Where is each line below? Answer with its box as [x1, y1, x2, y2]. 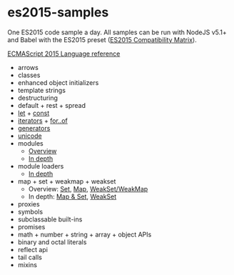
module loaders [17, 161, 64, 170]
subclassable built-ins [17, 215, 83, 224]
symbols [17, 207, 44, 216]
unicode [17, 131, 42, 140]
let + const [17, 109, 50, 117]
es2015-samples [7, 4, 109, 21]
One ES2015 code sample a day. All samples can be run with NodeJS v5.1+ [7, 28, 227, 36]
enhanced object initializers [17, 78, 99, 86]
